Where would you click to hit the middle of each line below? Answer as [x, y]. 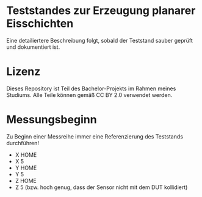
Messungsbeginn [52, 120]
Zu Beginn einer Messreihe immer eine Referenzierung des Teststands [95, 136]
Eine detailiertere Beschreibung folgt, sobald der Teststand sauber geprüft [100, 40]
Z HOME [26, 181]
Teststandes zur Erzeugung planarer [101, 11]
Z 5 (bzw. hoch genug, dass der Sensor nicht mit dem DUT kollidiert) [101, 187]
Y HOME [26, 168]
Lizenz [23, 72]
